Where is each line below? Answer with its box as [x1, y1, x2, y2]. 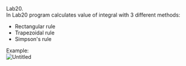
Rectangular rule [14, 23, 55, 30]
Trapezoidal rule [14, 29, 55, 36]
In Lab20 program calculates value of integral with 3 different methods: [6, 11, 181, 18]
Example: [6, 47, 29, 54]
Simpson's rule [14, 36, 52, 42]
